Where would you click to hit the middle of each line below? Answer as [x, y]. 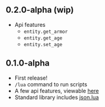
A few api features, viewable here [56, 91]
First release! [31, 78]
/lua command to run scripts [51, 84]
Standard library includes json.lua [56, 97]
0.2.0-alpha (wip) [40, 10]
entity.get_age [43, 38]
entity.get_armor [46, 32]
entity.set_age [43, 44]
